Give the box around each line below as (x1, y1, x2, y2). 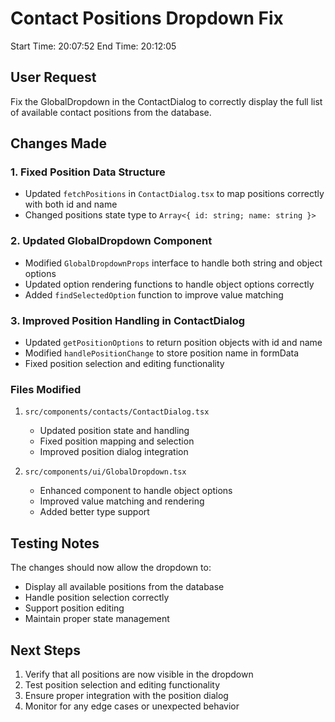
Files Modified (10, 382, 82, 396)
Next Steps (10, 642, 81, 659)
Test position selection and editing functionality (24, 678, 221, 691)
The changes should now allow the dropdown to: (10, 562, 212, 574)
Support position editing (24, 602, 125, 614)
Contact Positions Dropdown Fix (10, 7, 284, 30)
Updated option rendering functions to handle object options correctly (24, 278, 315, 290)
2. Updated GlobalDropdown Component (10, 234, 213, 248)
